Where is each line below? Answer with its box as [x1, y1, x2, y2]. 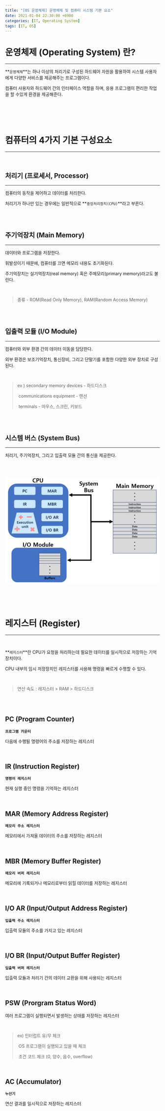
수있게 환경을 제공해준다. [15, 92, 63, 97]
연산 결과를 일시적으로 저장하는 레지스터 [5, 1101, 82, 1107]
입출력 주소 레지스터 [5, 918, 40, 923]
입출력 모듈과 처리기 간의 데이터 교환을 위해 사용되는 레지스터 [5, 975, 122, 981]
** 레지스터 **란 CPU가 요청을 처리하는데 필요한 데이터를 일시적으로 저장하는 [5, 649, 148, 655]
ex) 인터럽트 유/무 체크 [17, 1032, 61, 1038]
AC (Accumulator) [5, 1078, 62, 1086]
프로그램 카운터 [5, 729, 31, 734]
